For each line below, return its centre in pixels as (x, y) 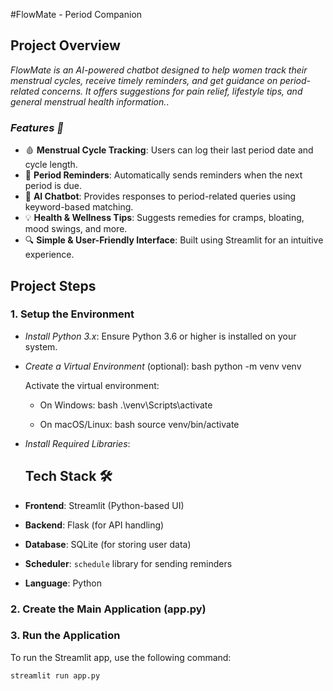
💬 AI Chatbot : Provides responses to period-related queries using (160, 196)
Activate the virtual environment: (92, 385)
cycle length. (51, 165)
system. (41, 346)
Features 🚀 (37, 127)
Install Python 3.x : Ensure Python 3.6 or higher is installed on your (160, 336)
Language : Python (63, 583)
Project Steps (53, 285)
